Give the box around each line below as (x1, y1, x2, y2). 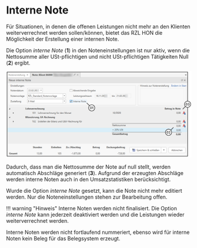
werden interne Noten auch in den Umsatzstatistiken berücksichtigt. (6, 176, 171, 183)
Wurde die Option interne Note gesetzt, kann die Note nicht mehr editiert (6, 187, 182, 194)
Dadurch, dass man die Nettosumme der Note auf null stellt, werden (6, 163, 171, 170)
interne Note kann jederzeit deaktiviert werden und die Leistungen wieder (6, 211, 185, 218)
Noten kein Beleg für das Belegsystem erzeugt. (6, 234, 121, 242)
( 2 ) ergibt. (6, 59, 31, 66)
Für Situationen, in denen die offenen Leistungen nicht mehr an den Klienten (6, 23, 191, 30)
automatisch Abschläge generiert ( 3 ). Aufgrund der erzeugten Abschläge (6, 169, 184, 176)
